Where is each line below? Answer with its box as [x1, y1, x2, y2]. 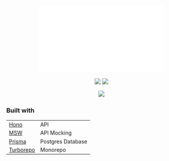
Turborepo [8, 146, 35, 153]
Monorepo [40, 146, 66, 153]
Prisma [8, 137, 27, 145]
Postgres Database [40, 137, 88, 145]
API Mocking [40, 129, 72, 137]
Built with [6, 106, 35, 115]
